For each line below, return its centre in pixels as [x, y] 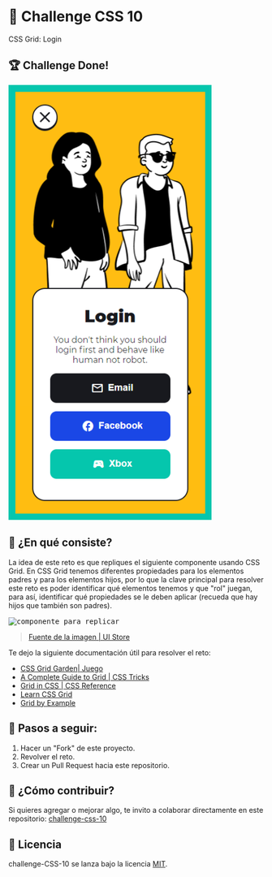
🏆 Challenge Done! [59, 65]
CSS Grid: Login [35, 39]
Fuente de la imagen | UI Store [79, 637]
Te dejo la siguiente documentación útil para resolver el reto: [110, 652]
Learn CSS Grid [46, 694]
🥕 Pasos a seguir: [53, 729]
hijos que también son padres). [60, 605]
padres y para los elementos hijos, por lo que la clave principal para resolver [136, 579]
